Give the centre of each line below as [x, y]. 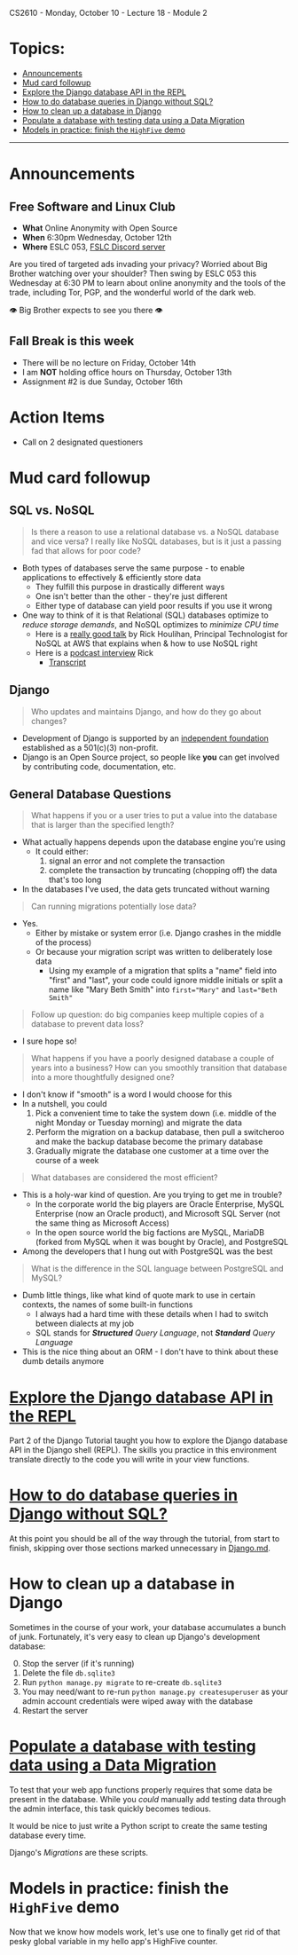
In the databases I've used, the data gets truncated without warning [146, 889]
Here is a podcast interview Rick [94, 652]
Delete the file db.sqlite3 [68, 1673]
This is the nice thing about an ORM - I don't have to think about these [150, 1352]
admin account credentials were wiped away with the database [137, 1701]
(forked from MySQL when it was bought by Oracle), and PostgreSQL [162, 1242]
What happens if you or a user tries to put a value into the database [154, 816]
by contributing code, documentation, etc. [99, 766]
